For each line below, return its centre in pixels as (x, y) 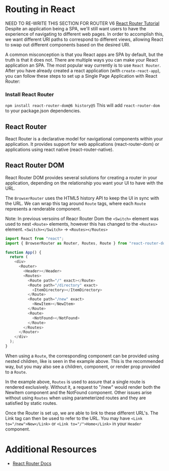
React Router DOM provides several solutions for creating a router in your (81, 177)
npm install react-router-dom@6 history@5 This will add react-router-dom (82, 106)
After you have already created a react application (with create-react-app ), (83, 70)
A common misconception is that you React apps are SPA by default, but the (84, 55)
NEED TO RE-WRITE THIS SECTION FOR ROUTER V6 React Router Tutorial (82, 23)
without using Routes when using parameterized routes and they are (76, 398)
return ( (19, 257)
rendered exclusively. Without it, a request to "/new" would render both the (83, 387)
